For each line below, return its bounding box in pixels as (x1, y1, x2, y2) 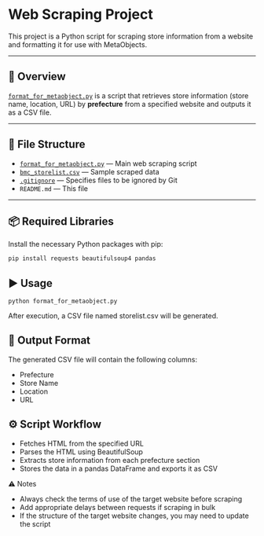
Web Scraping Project (8, 6, 153, 24)
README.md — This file (19, 183, 89, 193)
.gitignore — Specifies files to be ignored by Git (19, 175, 178, 185)
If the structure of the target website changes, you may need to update (19, 511, 249, 520)
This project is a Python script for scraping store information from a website (8, 31, 254, 41)
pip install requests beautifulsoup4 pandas (8, 255, 156, 262)
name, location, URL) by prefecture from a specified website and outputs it (8, 99, 251, 108)
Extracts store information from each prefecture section (19, 455, 200, 464)
